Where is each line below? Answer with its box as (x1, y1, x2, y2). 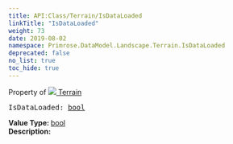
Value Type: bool (8, 117, 66, 127)
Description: (8, 126, 51, 136)
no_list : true (8, 57, 56, 65)
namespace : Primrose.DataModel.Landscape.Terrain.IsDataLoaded (8, 42, 226, 50)
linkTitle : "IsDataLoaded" (8, 19, 99, 27)
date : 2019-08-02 (8, 34, 67, 43)
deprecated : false (8, 49, 70, 57)
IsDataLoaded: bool (8, 102, 85, 112)
